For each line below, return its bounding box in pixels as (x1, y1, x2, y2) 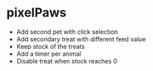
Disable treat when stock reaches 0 (16, 57, 118, 65)
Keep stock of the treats (16, 42, 85, 50)
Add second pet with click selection (16, 28, 119, 36)
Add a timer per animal (16, 50, 81, 58)
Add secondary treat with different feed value (16, 34, 146, 43)
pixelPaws (6, 5, 67, 21)
